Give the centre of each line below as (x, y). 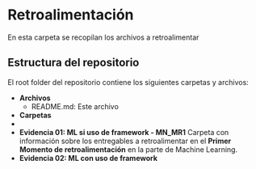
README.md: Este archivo (75, 106)
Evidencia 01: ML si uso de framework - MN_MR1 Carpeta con (124, 132)
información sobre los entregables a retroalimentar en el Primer (125, 141)
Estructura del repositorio (73, 63)
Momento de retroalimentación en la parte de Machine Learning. (128, 149)
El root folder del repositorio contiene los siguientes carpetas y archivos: (128, 82)
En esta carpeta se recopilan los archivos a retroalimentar (103, 37)
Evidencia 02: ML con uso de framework (88, 158)
